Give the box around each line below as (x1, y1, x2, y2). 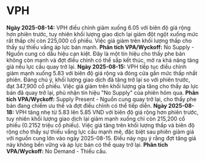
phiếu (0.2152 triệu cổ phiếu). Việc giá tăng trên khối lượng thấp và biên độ (6, 121, 195, 129)
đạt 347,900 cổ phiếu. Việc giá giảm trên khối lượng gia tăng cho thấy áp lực (6, 82, 199, 89)
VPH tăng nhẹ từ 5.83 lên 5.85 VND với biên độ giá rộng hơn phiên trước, (15, 108, 199, 116)
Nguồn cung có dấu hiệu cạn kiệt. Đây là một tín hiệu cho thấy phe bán (6, 50, 185, 57)
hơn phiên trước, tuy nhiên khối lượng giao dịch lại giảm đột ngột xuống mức (6, 30, 199, 37)
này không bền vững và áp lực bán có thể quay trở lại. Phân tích (6, 141, 168, 148)
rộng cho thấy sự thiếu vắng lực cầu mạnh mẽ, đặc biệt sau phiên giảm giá (6, 128, 195, 135)
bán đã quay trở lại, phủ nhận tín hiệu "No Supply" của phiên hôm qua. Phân (6, 89, 199, 96)
